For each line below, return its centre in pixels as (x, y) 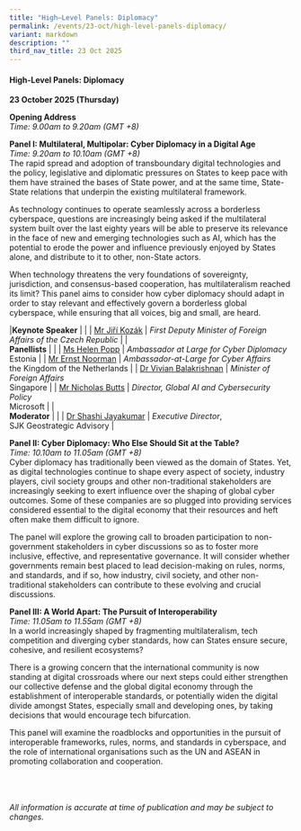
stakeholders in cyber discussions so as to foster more (157, 547)
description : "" (40, 43)
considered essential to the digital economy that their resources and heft (144, 510)
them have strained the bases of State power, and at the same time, (134, 183)
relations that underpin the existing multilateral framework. (139, 192)
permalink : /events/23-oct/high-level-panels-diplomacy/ (118, 26)
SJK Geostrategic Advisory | (62, 426)
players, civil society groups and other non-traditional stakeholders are (141, 481)
